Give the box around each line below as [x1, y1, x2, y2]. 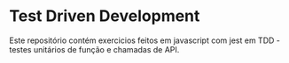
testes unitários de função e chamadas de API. [9, 44, 180, 54]
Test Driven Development [9, 6, 200, 26]
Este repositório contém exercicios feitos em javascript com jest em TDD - [9, 35, 281, 45]
